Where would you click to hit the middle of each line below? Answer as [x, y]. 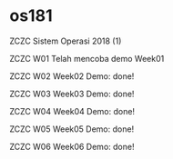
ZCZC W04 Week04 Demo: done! [72, 111]
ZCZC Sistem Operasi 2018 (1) [66, 41]
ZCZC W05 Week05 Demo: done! [72, 129]
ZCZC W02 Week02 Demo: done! [72, 76]
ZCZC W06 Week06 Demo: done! [72, 146]
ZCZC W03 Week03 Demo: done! [72, 94]
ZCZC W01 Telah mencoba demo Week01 [87, 58]
